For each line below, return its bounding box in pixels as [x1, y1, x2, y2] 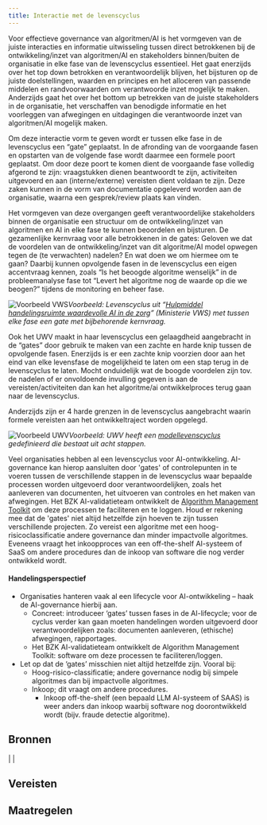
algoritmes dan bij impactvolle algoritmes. [31, 675, 169, 685]
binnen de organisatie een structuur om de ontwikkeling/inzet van [8, 216, 224, 226]
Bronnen [8, 733, 52, 746]
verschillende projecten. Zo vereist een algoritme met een [8, 522, 197, 531]
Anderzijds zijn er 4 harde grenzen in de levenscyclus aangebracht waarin [8, 407, 251, 416]
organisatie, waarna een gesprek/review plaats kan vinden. [8, 193, 202, 202]
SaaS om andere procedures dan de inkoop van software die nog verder [8, 547, 245, 557]
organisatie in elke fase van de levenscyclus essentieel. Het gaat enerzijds [8, 59, 252, 68]
